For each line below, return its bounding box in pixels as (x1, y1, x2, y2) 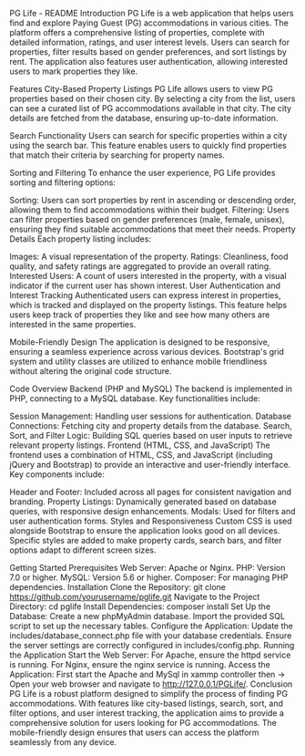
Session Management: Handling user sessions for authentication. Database (9, 410, 291, 421)
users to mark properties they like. (9, 66, 138, 77)
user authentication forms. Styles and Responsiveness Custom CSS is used (9, 515, 293, 526)
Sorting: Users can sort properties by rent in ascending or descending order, (9, 195, 297, 205)
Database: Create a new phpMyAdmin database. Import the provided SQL (9, 611, 285, 621)
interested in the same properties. (9, 319, 137, 329)
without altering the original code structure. (9, 366, 172, 377)
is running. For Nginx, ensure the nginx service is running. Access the (9, 659, 271, 669)
